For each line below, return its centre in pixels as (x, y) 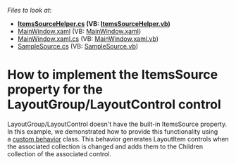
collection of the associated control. (59, 153)
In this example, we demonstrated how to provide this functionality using (113, 131)
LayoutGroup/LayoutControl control (114, 105)
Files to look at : (30, 10)
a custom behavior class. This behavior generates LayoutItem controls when (118, 139)
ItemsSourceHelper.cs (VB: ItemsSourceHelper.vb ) (94, 24)
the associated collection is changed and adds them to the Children (105, 146)
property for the (55, 90)
